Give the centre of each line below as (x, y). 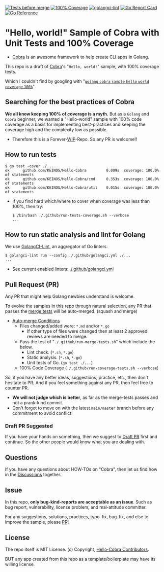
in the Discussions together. (33, 475)
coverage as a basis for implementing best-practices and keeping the (75, 124)
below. (26, 347)
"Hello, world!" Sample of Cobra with (82, 33)
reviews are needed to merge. (57, 337)
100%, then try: (28, 206)
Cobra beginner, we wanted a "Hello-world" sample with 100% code (73, 119)
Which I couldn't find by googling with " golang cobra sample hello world (77, 81)
